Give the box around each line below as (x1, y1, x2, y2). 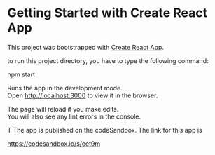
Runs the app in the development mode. (7, 83, 123, 92)
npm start (7, 70, 36, 79)
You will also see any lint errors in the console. (7, 112, 141, 121)
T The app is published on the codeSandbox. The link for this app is (7, 126, 202, 134)
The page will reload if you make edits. (7, 105, 119, 113)
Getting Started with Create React (7, 5, 208, 21)
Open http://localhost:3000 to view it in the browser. (7, 91, 158, 100)
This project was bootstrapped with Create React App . (7, 43, 165, 51)
